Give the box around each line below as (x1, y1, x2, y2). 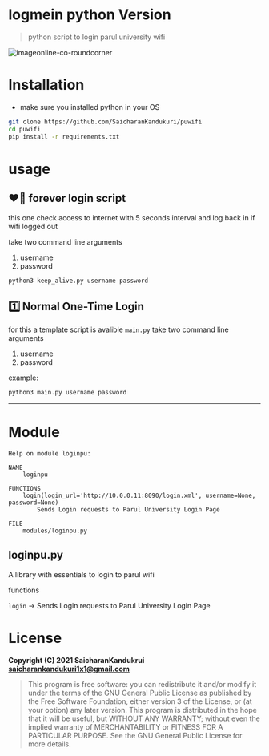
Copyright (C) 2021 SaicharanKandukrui (8, 655, 145, 665)
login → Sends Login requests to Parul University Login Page (8, 600, 211, 610)
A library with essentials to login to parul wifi (8, 569, 155, 579)
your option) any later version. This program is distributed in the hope (27, 705, 258, 714)
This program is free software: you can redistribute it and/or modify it (27, 679, 257, 689)
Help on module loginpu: (8, 450, 91, 458)
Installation (8, 76, 85, 94)
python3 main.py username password (8, 389, 127, 397)
